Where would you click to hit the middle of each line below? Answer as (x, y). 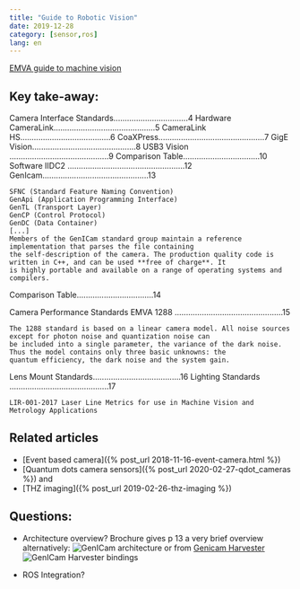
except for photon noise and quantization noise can (110, 337)
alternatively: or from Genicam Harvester (144, 548)
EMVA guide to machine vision (65, 68)
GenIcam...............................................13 (83, 175)
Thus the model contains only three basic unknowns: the (118, 352)
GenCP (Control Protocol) (57, 215)
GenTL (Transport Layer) (56, 207)
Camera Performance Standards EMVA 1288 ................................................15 (150, 312)
